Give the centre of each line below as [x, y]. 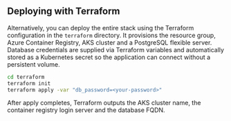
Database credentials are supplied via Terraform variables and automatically [116, 49]
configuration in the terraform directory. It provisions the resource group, [111, 35]
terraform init [29, 83]
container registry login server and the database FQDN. [86, 110]
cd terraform [26, 77]
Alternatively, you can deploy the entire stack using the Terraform [101, 27]
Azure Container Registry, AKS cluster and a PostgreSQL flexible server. [110, 42]
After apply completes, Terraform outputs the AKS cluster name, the [104, 103]
